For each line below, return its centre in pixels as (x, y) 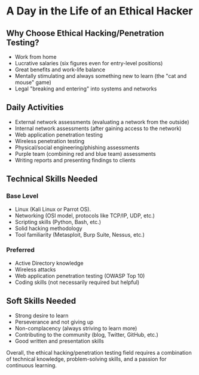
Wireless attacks (35, 269)
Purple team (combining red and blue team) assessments (85, 153)
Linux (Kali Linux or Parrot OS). (53, 209)
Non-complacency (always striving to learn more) (76, 328)
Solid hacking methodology (48, 228)
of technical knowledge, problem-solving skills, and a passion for (86, 359)
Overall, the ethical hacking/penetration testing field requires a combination (99, 352)
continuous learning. (31, 365)
